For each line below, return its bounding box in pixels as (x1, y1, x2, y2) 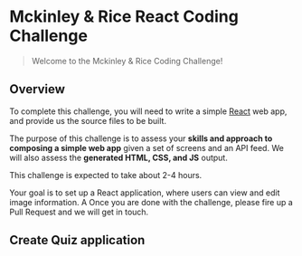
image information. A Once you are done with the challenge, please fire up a (9, 196, 294, 207)
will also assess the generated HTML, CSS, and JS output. (9, 152, 228, 163)
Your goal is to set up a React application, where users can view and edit (9, 187, 280, 198)
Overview (9, 81, 66, 97)
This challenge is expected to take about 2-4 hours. (9, 169, 203, 180)
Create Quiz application (9, 232, 146, 248)
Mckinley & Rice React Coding (9, 6, 240, 27)
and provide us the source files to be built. (9, 115, 167, 126)
